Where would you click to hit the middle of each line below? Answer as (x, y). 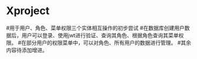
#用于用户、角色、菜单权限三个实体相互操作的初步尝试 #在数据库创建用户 (95, 28)
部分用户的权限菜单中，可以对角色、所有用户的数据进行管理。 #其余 (109, 42)
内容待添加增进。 (27, 50)
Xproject (28, 11)
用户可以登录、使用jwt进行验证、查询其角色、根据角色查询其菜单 (100, 35)
